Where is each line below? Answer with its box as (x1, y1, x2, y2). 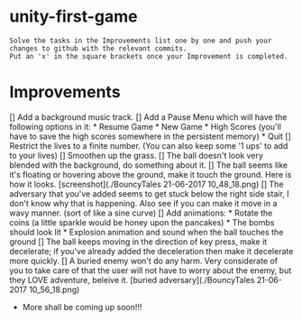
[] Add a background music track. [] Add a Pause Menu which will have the (9, 111, 288, 123)
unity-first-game (9, 6, 138, 27)
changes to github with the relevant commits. (9, 43, 188, 53)
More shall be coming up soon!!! (22, 301, 142, 312)
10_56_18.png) (28, 284, 80, 295)
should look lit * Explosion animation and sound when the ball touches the (9, 226, 284, 237)
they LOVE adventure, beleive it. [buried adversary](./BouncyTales (9, 274, 255, 285)
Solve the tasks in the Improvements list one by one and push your (9, 36, 272, 45)
